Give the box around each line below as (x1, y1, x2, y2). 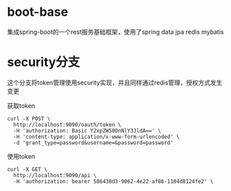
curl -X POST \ (7, 115, 51, 122)
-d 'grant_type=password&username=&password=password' (13, 139, 174, 146)
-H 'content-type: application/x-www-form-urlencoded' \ (13, 133, 180, 140)
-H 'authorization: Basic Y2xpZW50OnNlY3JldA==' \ (13, 127, 162, 134)
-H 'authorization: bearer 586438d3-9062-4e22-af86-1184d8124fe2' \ (13, 178, 214, 185)
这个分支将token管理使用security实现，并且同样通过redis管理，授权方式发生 (7, 78, 223, 87)
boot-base (7, 4, 69, 20)
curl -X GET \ (7, 166, 48, 172)
